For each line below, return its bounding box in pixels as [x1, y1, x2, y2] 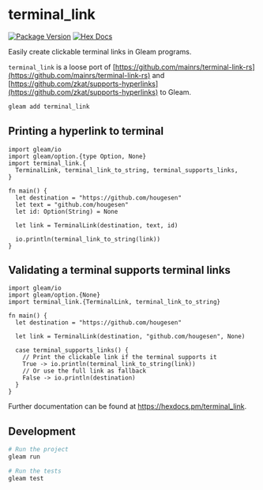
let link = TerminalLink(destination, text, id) [15, 221, 178, 230]
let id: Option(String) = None [15, 208, 118, 215]
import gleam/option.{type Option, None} [8, 152, 147, 160]
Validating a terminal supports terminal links [8, 264, 231, 277]
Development [8, 425, 77, 438]
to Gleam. [160, 87, 192, 96]
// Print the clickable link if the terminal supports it [22, 353, 217, 361]
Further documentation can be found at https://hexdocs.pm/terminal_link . [8, 402, 247, 411]
